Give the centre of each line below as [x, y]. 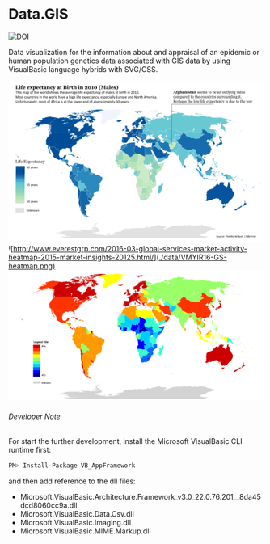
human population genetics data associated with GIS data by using [119, 61]
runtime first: [30, 450]
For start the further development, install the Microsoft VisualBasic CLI [125, 441]
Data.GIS [38, 14]
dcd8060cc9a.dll [49, 505]
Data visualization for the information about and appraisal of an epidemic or [134, 52]
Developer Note [34, 416]
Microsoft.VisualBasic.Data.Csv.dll [77, 514]
